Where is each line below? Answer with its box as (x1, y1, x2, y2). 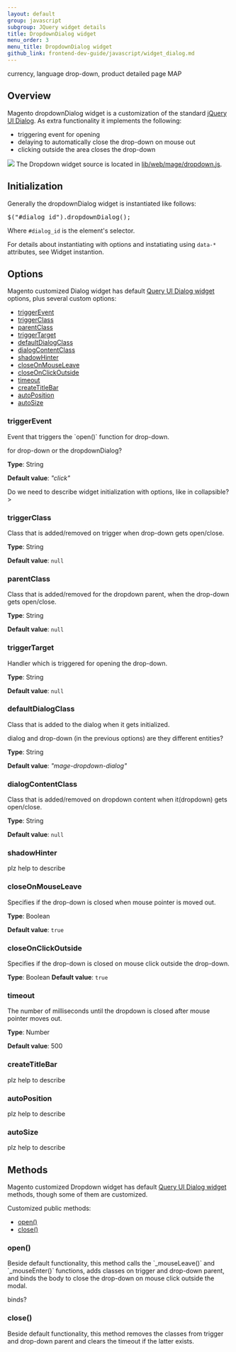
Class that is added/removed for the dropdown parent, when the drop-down (7, 590, 230, 599)
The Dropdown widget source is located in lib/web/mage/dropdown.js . (16, 160, 223, 168)
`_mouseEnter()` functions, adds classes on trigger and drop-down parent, (7, 1267, 225, 1275)
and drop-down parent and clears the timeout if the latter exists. (7, 1336, 195, 1345)
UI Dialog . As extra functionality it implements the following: (7, 116, 182, 125)
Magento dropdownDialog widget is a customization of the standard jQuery (7, 109, 227, 117)
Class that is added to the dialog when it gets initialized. (7, 720, 170, 728)
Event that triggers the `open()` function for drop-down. (7, 432, 170, 440)
